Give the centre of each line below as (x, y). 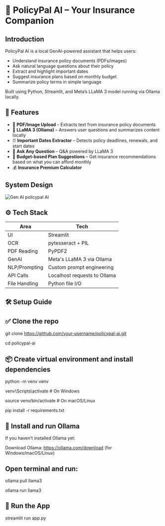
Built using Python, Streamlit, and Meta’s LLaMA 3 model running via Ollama (82, 91)
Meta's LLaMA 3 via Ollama (80, 260)
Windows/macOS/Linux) (30, 453)
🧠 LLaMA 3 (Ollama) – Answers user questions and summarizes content (86, 130)
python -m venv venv (27, 382)
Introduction (25, 39)
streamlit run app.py (26, 518)
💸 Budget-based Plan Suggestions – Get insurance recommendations (84, 156)
